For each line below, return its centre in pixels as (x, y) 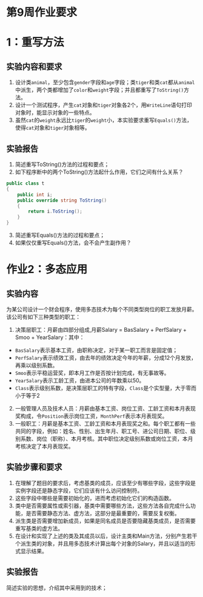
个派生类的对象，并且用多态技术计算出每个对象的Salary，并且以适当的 (103, 543)
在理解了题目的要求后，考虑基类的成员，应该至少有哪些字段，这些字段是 (105, 483)
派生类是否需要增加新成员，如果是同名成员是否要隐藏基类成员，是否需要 (105, 521)
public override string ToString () (62, 200)
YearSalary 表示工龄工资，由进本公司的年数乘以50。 (80, 380)
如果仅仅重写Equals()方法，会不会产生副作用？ (73, 242)
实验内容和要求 (34, 66)
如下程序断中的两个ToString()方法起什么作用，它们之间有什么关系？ (99, 172)
